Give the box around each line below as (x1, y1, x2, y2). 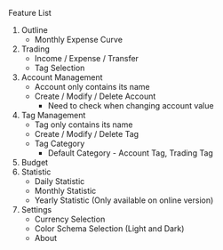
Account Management (20, 72, 103, 83)
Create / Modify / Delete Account (34, 91, 156, 101)
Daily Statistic (34, 176, 85, 186)
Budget (20, 157, 49, 167)
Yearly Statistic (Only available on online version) (34, 195, 214, 206)
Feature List (8, 8, 52, 18)
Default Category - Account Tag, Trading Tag (47, 148, 214, 158)
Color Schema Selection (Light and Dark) (34, 223, 185, 234)
